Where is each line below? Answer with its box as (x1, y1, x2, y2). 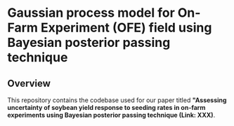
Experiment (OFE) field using (41, 20, 212, 36)
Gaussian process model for (7, 5, 176, 21)
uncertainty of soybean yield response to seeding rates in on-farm (7, 104, 206, 111)
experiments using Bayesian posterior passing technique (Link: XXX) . (7, 111, 216, 119)
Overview (7, 77, 51, 89)
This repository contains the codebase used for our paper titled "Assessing (7, 96, 227, 104)
